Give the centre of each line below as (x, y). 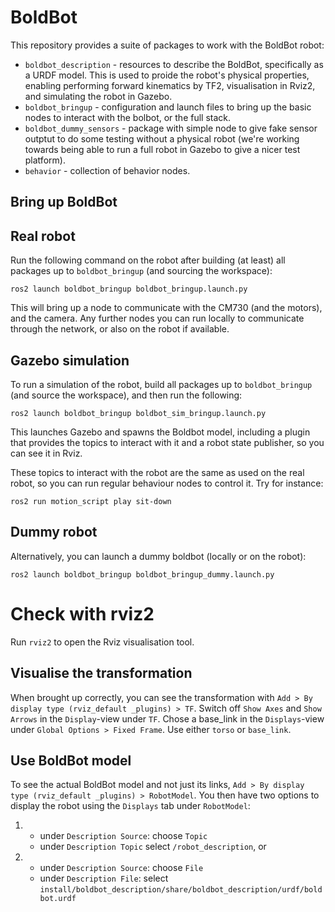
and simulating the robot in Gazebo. (98, 96)
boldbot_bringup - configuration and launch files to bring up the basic (168, 107)
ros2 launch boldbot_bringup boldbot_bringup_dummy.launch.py (142, 574)
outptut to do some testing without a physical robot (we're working (162, 138)
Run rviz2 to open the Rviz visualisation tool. (102, 642)
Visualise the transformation (101, 673)
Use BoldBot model (71, 760)
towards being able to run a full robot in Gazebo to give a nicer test (162, 149)
